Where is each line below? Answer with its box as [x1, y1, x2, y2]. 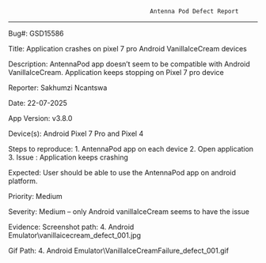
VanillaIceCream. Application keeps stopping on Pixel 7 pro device [8, 68, 224, 77]
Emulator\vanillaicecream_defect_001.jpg [8, 231, 141, 240]
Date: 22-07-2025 [8, 99, 67, 107]
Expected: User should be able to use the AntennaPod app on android [8, 168, 236, 177]
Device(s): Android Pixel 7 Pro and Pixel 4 [8, 129, 144, 138]
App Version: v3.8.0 [8, 114, 73, 122]
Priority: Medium [8, 192, 63, 201]
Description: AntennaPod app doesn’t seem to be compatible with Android [8, 59, 251, 69]
